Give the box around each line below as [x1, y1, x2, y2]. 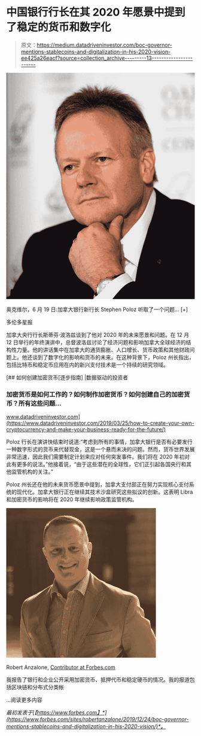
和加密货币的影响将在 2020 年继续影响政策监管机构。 [6, 496, 138, 503]
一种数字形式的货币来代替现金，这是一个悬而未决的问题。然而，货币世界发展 [6, 446, 195, 453]
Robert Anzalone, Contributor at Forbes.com [6, 664, 115, 671]
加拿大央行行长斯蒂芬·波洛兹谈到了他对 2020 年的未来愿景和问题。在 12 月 [6, 331, 190, 338]
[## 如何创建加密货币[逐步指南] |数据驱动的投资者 [6, 373, 129, 381]
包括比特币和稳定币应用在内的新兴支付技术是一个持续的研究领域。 [6, 361, 169, 368]
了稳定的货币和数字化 [6, 20, 112, 34]
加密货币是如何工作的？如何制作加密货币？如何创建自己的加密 [6, 390, 184, 399]
